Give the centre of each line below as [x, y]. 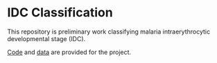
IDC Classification [60, 13]
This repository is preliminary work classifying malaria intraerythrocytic [108, 32]
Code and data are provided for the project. [69, 52]
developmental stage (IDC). [46, 38]
